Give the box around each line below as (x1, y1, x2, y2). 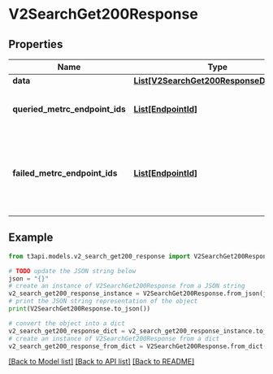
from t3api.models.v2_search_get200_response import (8, 252, 191, 260)
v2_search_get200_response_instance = (8, 289, 140, 298)
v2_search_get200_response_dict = (8, 327, 126, 335)
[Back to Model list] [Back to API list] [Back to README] (8, 357, 195, 367)
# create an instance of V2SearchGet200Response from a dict (8, 334, 220, 342)
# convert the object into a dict (8, 319, 126, 328)
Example (8, 231, 54, 245)
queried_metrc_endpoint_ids (12, 103, 126, 115)
